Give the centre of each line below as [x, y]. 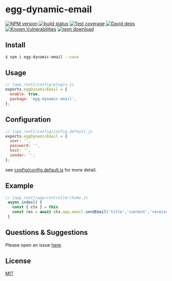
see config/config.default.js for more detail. [51, 169]
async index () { [25, 202]
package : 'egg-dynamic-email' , [43, 99]
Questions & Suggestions [47, 233]
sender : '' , [23, 155]
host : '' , [20, 150]
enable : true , [25, 94]
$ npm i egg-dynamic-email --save [42, 57]
